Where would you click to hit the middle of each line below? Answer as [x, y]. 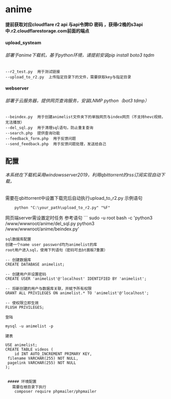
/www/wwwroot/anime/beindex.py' [42, 229]
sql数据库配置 [18, 239]
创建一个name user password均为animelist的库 [51, 245]
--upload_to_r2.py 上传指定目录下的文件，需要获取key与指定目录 [68, 77]
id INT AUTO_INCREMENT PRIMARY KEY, [53, 354]
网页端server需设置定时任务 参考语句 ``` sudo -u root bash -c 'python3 [79, 218]
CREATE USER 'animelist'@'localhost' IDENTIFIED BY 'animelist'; [76, 279]
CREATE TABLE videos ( [29, 349]
